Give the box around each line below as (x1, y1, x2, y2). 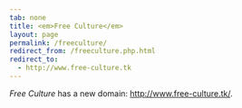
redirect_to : (9, 55, 59, 64)
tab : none (9, 13, 47, 22)
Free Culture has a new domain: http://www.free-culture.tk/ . (9, 87, 233, 99)
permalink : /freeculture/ (9, 38, 107, 48)
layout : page (9, 30, 59, 39)
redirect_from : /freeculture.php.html (9, 47, 156, 56)
